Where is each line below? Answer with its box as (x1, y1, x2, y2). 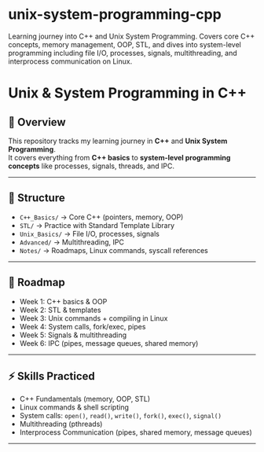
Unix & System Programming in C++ (8, 84, 247, 102)
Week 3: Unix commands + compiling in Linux (19, 313, 168, 323)
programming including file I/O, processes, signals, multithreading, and (8, 48, 237, 57)
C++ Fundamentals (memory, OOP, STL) (19, 395, 151, 404)
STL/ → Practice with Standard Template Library (19, 220, 175, 230)
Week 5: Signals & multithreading (19, 330, 127, 340)
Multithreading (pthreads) (19, 419, 103, 429)
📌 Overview (8, 116, 66, 129)
